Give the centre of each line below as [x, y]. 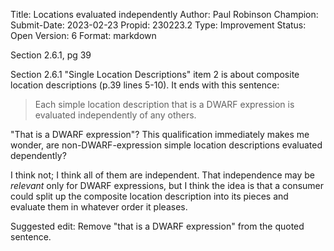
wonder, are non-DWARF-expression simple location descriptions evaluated [166, 145]
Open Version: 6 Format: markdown [83, 35]
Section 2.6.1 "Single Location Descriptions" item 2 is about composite [155, 74]
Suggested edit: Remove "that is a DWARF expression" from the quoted [157, 226]
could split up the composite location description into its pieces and [149, 196]
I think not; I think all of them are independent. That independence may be [163, 175]
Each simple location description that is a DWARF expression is [164, 104]
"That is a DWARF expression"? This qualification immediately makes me [160, 134]
